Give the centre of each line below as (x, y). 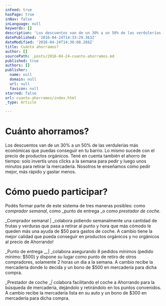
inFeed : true (19, 10)
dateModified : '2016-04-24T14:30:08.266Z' (50, 42)
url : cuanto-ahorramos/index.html (41, 98)
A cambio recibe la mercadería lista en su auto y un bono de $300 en (76, 293)
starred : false (21, 93)
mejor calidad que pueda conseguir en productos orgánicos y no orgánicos (82, 236)
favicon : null (24, 88)
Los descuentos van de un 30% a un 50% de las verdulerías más (72, 146)
